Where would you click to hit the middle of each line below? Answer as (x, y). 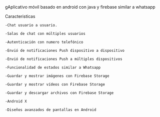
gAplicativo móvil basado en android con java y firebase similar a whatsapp (80, 7)
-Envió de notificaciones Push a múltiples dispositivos (64, 59)
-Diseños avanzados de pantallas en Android (51, 110)
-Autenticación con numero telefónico (44, 42)
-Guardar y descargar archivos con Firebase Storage (59, 93)
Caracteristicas (20, 16)
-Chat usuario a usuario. (31, 25)
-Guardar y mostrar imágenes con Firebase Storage (57, 76)
